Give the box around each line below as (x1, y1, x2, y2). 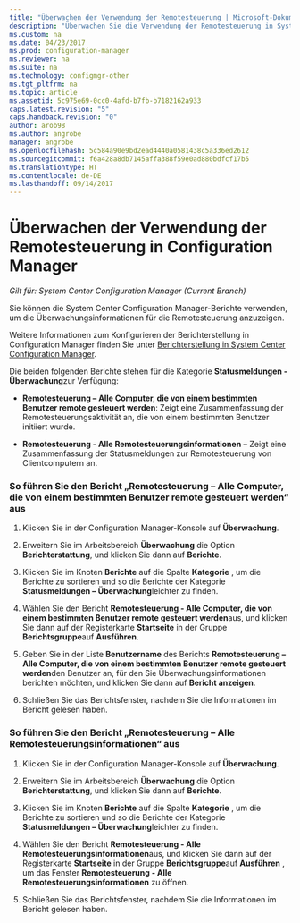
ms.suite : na (9, 64, 58, 72)
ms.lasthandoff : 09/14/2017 (9, 180, 114, 189)
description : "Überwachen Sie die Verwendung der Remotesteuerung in (9, 21, 274, 30)
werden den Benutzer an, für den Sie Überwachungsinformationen (21, 668, 266, 679)
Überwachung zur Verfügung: (9, 376, 119, 386)
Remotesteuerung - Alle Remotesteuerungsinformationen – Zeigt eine (21, 439, 287, 450)
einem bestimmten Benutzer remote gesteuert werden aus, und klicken (21, 613, 288, 623)
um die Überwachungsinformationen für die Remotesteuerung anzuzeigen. (9, 312, 285, 323)
